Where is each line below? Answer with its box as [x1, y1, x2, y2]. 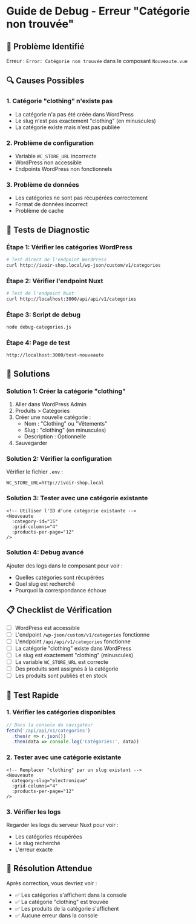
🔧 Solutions [6, 369, 50, 379]
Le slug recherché [15, 839, 60, 846]
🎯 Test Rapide [6, 690, 59, 700]
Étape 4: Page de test [6, 338, 71, 347]
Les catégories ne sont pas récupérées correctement [15, 194, 148, 201]
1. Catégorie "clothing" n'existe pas [6, 97, 113, 105]
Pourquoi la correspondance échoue [15, 586, 106, 594]
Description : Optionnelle [24, 432, 87, 440]
